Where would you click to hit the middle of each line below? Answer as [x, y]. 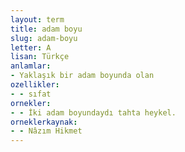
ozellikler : [35, 85]
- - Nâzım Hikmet [46, 131]
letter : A [31, 47]
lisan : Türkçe [40, 57]
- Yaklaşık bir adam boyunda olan [82, 76]
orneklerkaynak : [44, 122]
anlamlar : [31, 66]
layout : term [37, 19]
